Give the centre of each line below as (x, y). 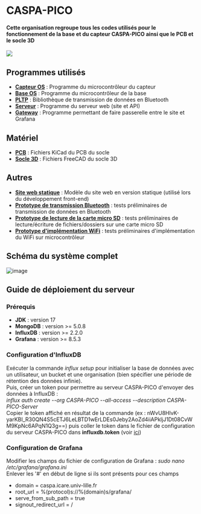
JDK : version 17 (35, 320)
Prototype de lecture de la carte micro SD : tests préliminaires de (97, 218)
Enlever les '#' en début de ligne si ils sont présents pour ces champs (93, 474)
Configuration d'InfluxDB (44, 355)
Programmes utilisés (46, 72)
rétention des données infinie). (44, 381)
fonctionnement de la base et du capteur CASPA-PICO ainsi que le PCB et (100, 34)
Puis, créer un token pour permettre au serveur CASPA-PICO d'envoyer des (100, 387)
